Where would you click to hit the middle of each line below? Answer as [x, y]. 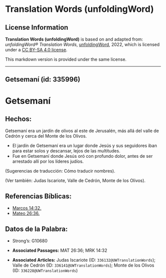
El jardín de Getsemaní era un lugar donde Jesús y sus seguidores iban [84, 146]
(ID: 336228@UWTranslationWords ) [45, 271]
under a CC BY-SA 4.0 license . [36, 50]
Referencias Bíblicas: [38, 196]
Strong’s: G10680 [30, 241]
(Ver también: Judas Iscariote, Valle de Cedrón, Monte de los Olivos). [75, 181]
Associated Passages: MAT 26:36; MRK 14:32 [60, 250]
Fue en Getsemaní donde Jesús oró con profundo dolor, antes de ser [83, 156]
